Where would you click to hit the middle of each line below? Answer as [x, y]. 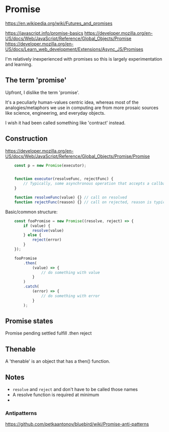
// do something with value [70, 272]
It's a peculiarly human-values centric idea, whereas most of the [72, 102]
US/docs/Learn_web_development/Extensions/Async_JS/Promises [74, 49]
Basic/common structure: [31, 212]
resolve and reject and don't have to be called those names [75, 389]
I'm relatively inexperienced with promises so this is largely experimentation [84, 59]
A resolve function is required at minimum [56, 395]
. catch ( [31, 286]
